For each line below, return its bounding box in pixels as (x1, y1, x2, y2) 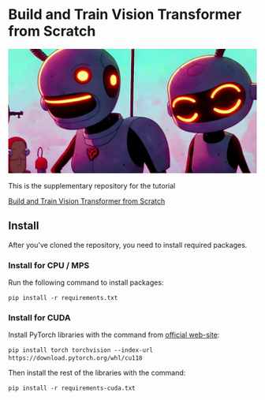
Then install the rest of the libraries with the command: (8, 368, 186, 378)
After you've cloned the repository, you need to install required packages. (8, 240, 248, 249)
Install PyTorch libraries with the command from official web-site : (8, 330, 220, 340)
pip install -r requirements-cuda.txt (8, 384, 136, 392)
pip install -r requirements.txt (8, 294, 118, 302)
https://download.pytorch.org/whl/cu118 (8, 354, 144, 362)
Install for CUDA (8, 312, 71, 323)
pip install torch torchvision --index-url (8, 346, 154, 354)
